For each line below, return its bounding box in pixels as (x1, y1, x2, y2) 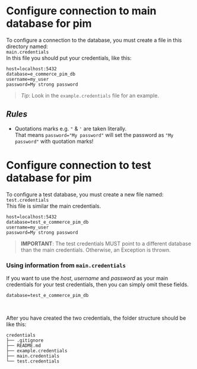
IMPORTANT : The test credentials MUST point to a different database (20, 240, 192, 247)
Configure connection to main (6, 4, 157, 18)
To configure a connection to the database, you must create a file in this (6, 36, 182, 43)
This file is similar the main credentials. (6, 202, 101, 209)
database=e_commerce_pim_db (6, 71, 76, 77)
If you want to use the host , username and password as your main (6, 274, 168, 282)
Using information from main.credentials (6, 261, 126, 269)
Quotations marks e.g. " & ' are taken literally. (14, 125, 127, 132)
